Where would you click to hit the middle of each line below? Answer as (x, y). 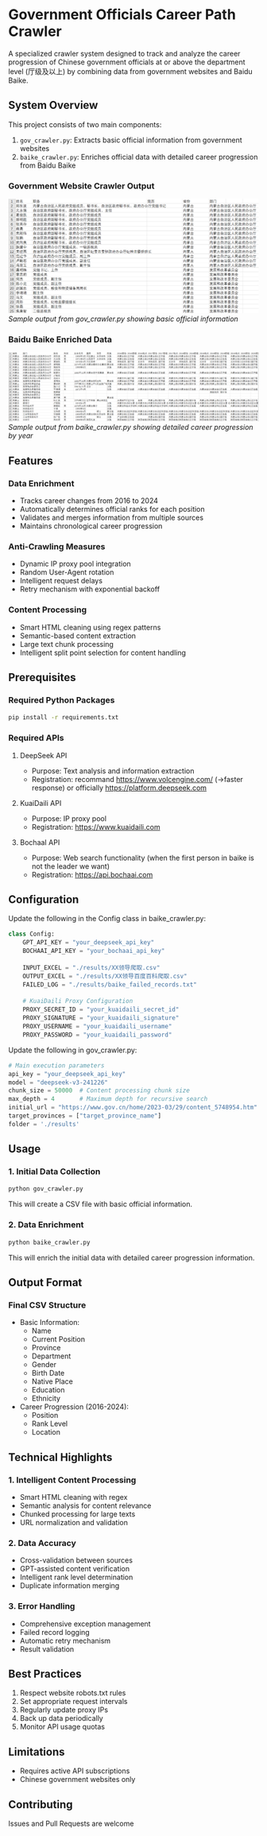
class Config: (32, 934)
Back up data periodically (61, 1718)
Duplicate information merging (70, 1586)
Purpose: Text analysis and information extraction (113, 771)
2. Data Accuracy (43, 1543)
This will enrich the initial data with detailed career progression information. (132, 1257)
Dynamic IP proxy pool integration (75, 564)
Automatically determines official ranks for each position (112, 509)
